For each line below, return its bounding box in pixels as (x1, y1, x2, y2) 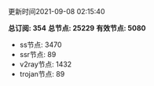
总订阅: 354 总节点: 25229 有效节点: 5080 (8, 23, 147, 33)
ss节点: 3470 (19, 40, 62, 49)
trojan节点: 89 (19, 70, 65, 78)
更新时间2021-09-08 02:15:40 (8, 7, 105, 16)
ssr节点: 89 (19, 50, 57, 59)
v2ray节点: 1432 (19, 59, 72, 69)
